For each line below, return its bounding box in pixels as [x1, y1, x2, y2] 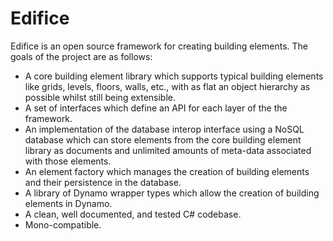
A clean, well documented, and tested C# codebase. [24, 208, 242, 220]
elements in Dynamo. [24, 197, 113, 209]
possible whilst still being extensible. [24, 91, 176, 103]
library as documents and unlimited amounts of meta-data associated [24, 144, 312, 156]
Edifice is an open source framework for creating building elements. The [10, 40, 308, 52]
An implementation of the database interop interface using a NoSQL [24, 123, 305, 135]
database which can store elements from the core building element [24, 133, 302, 146]
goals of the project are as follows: [10, 50, 153, 62]
